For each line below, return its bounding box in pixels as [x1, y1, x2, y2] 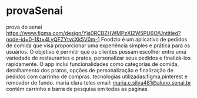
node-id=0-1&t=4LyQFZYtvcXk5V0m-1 [6, 36, 100, 43]
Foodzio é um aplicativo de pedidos [101, 36, 188, 43]
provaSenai [6, 4, 64, 17]
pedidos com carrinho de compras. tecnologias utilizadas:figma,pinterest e [6, 73, 188, 80]
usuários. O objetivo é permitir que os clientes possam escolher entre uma [6, 48, 186, 55]
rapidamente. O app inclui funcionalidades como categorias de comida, [6, 60, 179, 68]
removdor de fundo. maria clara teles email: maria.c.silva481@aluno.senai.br [6, 79, 192, 86]
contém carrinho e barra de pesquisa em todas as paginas [6, 85, 148, 92]
